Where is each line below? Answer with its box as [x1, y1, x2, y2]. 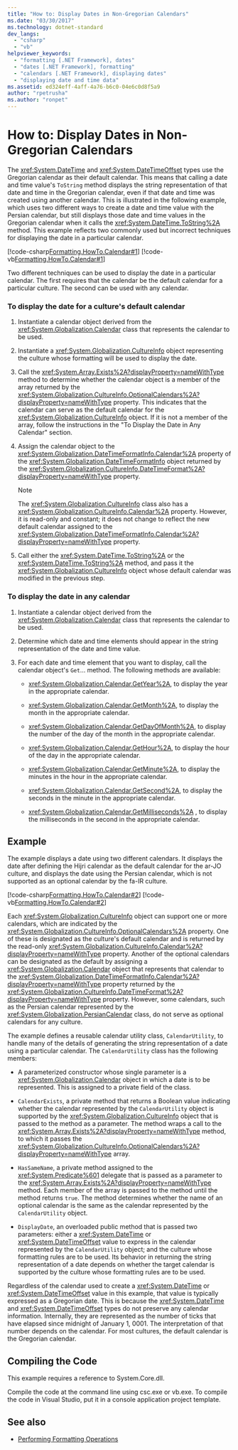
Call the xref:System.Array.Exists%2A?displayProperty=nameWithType [17, 367, 225, 377]
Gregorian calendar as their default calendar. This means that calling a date [7, 173, 228, 181]
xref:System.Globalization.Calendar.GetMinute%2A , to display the [28, 765, 220, 773]
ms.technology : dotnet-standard [7, 23, 103, 31]
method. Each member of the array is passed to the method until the [17, 1186, 218, 1195]
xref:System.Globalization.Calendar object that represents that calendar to [7, 965, 225, 974]
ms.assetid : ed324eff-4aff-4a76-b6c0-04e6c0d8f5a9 [7, 83, 161, 90]
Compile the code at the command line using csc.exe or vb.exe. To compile [7, 1387, 227, 1397]
